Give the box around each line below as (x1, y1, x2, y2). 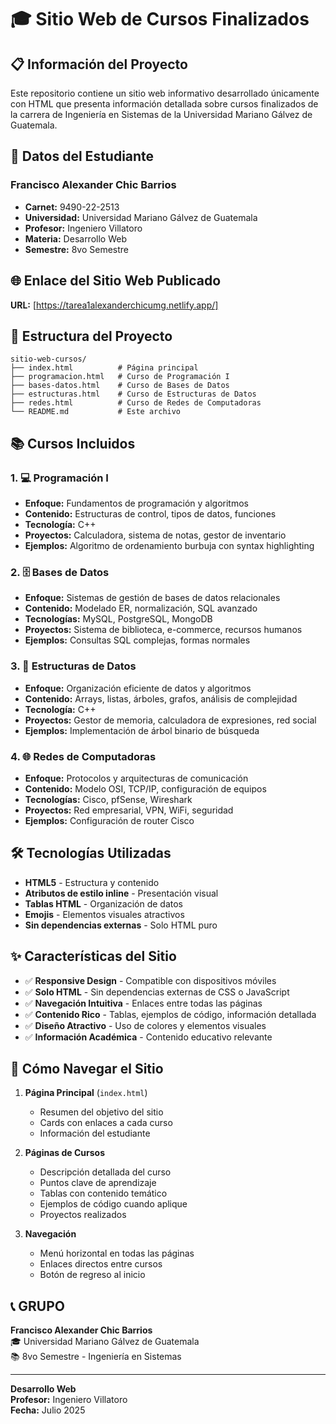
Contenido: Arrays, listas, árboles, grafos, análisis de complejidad (24, 692, 298, 705)
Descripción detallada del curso (39, 1166, 172, 1178)
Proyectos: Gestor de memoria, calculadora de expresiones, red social (24, 714, 317, 726)
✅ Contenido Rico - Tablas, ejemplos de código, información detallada (24, 1008, 317, 1020)
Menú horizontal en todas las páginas (39, 1247, 195, 1260)
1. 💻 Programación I (10, 471, 109, 485)
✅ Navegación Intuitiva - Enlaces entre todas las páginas (24, 997, 263, 1009)
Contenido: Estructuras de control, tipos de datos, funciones (24, 508, 277, 520)
